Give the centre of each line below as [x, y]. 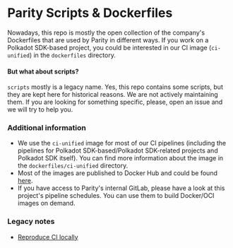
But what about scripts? [43, 71]
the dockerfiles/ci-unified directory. [73, 166]
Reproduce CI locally [48, 237]
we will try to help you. [40, 110]
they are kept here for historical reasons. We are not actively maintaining [113, 95]
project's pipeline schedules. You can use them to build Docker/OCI [116, 196]
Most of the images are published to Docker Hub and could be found [117, 173]
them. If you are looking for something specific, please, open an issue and [115, 102]
